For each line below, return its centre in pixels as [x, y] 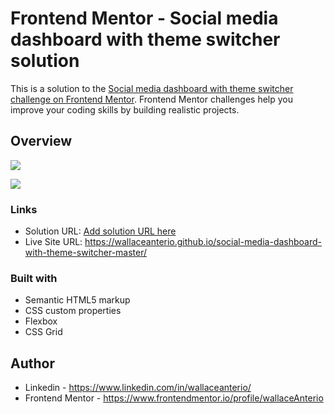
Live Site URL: [53, 242]
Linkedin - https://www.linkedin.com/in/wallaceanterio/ [138, 388]
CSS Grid [43, 332]
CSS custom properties [73, 311]
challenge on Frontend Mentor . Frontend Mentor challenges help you [151, 99]
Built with [34, 278]
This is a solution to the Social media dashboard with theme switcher [152, 88]
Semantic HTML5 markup [77, 300]
